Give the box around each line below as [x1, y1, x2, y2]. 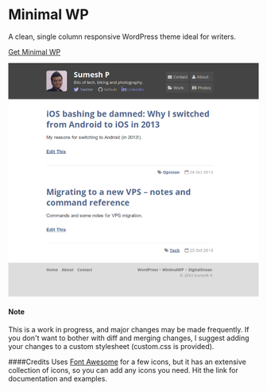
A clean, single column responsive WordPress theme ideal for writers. [8, 32, 237, 41]
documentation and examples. [8, 374, 107, 384]
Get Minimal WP [8, 47, 61, 56]
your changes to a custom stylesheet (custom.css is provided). [8, 342, 215, 351]
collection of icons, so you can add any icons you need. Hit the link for [8, 366, 238, 375]
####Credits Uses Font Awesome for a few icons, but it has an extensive [8, 357, 246, 366]
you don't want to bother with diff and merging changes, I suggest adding [8, 333, 250, 343]
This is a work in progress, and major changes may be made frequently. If [8, 325, 250, 335]
